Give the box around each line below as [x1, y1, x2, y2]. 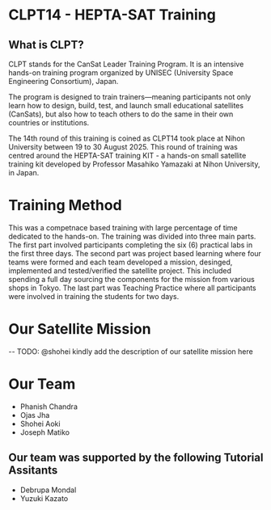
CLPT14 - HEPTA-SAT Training [8, 6, 216, 24]
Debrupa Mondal [19, 485, 77, 495]
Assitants [8, 463, 58, 478]
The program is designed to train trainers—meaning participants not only [8, 92, 252, 102]
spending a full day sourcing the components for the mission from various [8, 274, 255, 284]
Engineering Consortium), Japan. [8, 77, 119, 86]
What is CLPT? [8, 38, 84, 52]
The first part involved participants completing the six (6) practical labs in [8, 240, 253, 250]
